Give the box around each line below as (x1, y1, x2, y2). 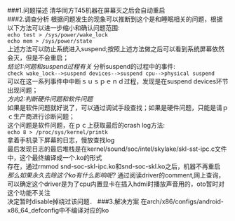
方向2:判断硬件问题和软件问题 (7, 95, 93, 103)
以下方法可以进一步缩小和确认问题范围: (7, 24, 121, 32)
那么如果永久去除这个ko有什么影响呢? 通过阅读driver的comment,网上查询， (7, 171, 225, 179)
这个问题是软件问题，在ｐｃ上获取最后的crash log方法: (7, 121, 166, 129)
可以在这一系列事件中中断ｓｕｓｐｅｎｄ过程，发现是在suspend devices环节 (7, 77, 229, 86)
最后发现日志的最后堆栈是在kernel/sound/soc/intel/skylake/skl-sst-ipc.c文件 (7, 145, 227, 153)
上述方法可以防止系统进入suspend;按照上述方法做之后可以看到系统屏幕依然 (7, 45, 224, 53)
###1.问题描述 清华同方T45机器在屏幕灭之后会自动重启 (7, 6, 166, 14)
